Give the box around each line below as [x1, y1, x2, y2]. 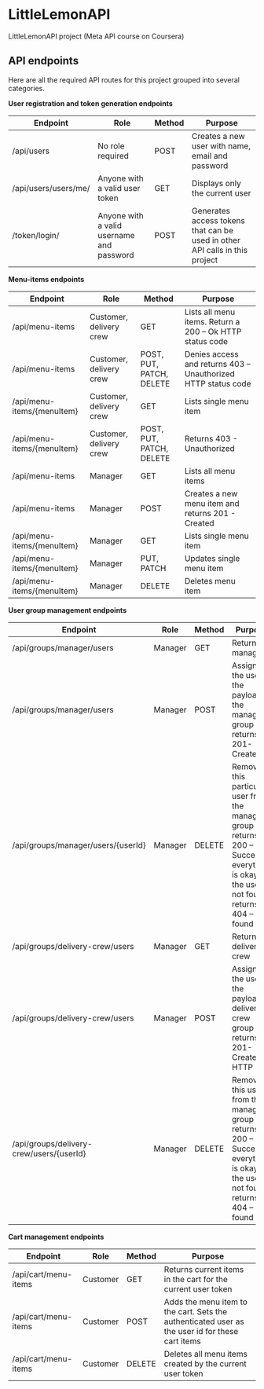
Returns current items [163, 1263, 244, 1274]
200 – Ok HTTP [184, 326, 242, 337]
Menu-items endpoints [8, 274, 85, 284]
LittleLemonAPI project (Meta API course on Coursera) [8, 31, 185, 41]
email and [191, 150, 228, 161]
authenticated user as [163, 1316, 245, 1327]
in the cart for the [163, 1274, 228, 1285]
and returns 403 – [184, 358, 251, 369]
